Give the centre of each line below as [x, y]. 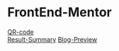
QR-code [21, 32]
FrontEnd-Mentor [59, 12]
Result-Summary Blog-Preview [52, 39]
